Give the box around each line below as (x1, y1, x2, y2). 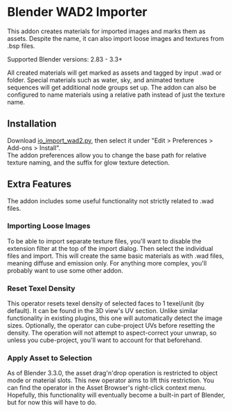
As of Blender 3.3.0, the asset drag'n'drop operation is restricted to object (7, 369, 218, 377)
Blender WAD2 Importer (7, 4, 148, 20)
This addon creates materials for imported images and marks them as (7, 27, 206, 35)
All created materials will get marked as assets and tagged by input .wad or (7, 68, 222, 77)
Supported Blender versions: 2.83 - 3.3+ (7, 55, 123, 63)
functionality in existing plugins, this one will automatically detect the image (7, 314, 223, 322)
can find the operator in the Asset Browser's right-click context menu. (7, 384, 206, 392)
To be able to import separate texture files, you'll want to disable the (7, 236, 202, 245)
